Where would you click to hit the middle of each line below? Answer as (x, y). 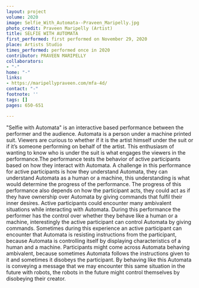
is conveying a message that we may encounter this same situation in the (96, 266)
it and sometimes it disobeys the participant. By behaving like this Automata (99, 260)
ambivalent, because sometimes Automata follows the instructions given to (98, 253)
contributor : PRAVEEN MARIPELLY (46, 56)
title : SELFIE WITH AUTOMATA (42, 34)
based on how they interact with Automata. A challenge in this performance (99, 165)
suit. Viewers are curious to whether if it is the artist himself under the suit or (100, 140)
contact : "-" (22, 89)
